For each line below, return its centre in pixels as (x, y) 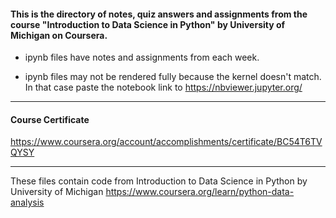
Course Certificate (50, 119)
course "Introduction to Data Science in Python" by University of (148, 24)
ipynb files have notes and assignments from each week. (142, 57)
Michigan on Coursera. (59, 35)
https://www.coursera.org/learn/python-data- (200, 192)
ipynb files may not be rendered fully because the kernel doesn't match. (173, 77)
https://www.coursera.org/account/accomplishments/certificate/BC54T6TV (166, 142)
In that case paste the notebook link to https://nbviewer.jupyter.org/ (163, 87)
